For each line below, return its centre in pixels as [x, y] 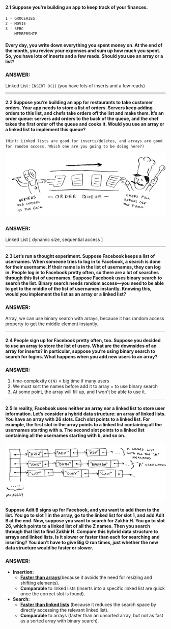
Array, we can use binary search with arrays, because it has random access [85, 319]
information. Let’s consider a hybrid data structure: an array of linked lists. [85, 414]
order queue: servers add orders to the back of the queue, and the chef [82, 118]
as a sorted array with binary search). [60, 621]
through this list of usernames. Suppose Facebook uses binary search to [84, 278]
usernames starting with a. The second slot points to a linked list [75, 430]
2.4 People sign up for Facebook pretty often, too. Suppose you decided [83, 340]
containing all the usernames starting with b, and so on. [65, 435]
